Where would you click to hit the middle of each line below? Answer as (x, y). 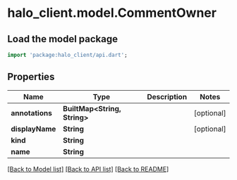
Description (167, 96)
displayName (34, 129)
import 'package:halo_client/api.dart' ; (68, 55)
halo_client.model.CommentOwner (112, 13)
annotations (32, 112)
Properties (31, 77)
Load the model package (63, 39)
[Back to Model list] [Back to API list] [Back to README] (88, 169)
